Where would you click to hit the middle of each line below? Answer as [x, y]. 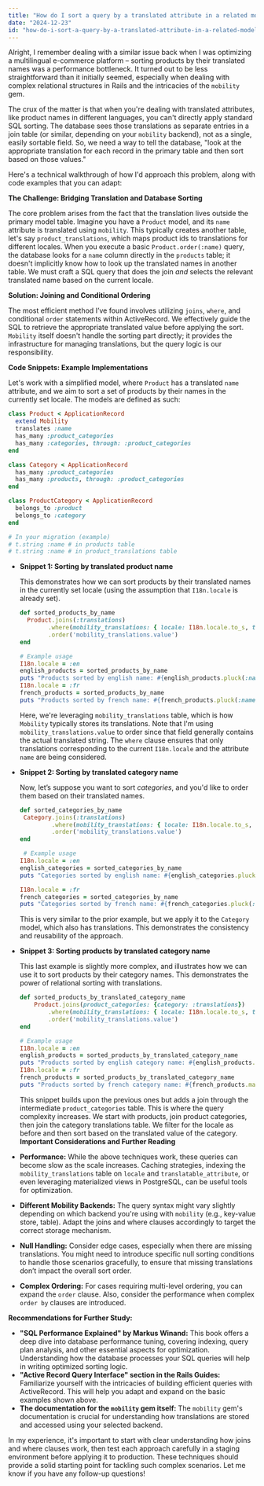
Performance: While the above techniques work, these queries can [128, 1157]
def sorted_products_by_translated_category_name [103, 998]
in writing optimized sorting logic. [73, 1366]
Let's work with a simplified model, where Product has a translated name [124, 383]
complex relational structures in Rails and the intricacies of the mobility [124, 86]
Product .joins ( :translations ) [76, 620]
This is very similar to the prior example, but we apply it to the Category [134, 919]
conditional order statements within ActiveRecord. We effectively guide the [129, 319]
